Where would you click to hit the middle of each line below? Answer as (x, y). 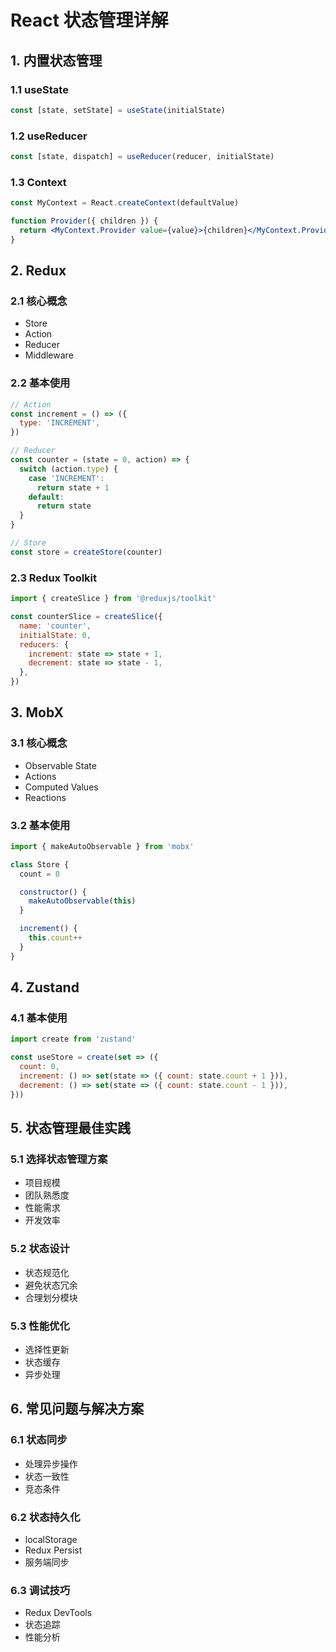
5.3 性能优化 (40, 1326)
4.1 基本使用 (39, 1018)
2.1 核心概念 (39, 301)
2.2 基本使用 (40, 383)
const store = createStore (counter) (86, 552)
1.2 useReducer (49, 136)
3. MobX (37, 712)
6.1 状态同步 (39, 1440)
